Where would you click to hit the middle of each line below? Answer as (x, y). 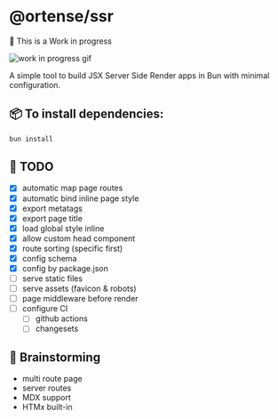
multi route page (52, 379)
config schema (49, 258)
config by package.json (65, 268)
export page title (52, 218)
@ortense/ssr (61, 16)
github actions (62, 318)
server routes (47, 388)
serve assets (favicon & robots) (79, 289)
